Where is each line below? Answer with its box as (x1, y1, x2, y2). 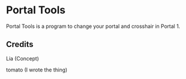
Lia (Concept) (6, 55, 39, 62)
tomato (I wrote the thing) (6, 66, 68, 73)
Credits (6, 39, 34, 49)
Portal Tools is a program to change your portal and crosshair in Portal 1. (6, 23, 180, 30)
